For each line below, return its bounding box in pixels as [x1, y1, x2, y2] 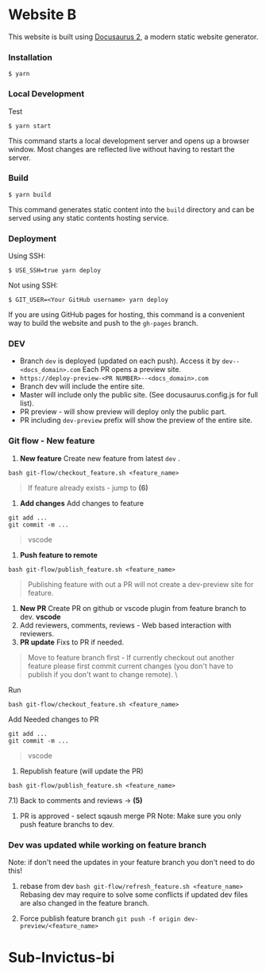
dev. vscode [19, 612, 61, 621]
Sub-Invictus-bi [8, 949, 115, 967]
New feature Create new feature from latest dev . [19, 453, 180, 463]
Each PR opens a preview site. [82, 365, 181, 374]
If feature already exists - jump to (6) [27, 483, 148, 492]
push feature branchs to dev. [19, 819, 115, 829]
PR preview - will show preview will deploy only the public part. [19, 407, 226, 417]
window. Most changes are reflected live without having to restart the [8, 144, 235, 154]
